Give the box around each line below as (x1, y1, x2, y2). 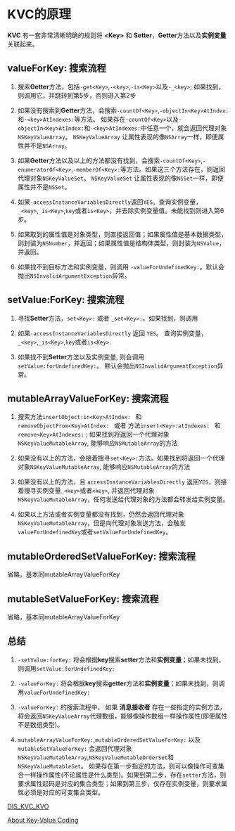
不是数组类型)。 (17, 720, 63, 728)
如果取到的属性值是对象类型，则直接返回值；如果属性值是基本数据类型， (17, 230, 227, 238)
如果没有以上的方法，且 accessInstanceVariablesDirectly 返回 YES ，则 (17, 477, 222, 486)
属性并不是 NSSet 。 (17, 182, 71, 191)
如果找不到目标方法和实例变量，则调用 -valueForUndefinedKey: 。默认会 (17, 262, 225, 271)
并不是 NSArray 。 (23, 141, 71, 150)
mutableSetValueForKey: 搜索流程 (7, 593, 159, 605)
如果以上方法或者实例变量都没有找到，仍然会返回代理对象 (17, 510, 184, 519)
